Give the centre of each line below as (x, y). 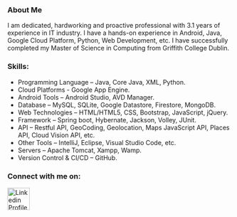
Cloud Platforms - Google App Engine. (74, 90)
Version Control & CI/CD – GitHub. (67, 157)
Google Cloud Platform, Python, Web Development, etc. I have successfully (118, 41)
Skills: (19, 67)
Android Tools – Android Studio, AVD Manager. (86, 97)
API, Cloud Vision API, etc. (56, 135)
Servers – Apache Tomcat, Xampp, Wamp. (80, 150)
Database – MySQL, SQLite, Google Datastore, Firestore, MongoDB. (117, 105)
